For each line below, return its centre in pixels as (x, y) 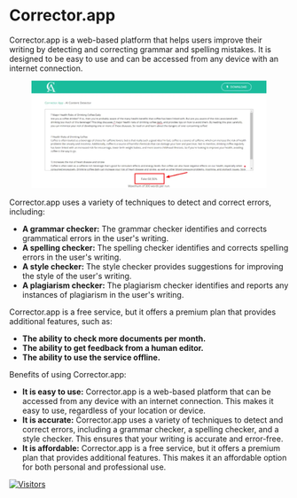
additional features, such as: (61, 322)
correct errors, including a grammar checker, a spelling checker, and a (150, 430)
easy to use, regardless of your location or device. (114, 411)
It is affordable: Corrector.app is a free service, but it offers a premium (151, 448)
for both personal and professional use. (94, 467)
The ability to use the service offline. (91, 358)
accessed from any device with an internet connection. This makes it (148, 401)
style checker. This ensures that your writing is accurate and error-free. (152, 439)
